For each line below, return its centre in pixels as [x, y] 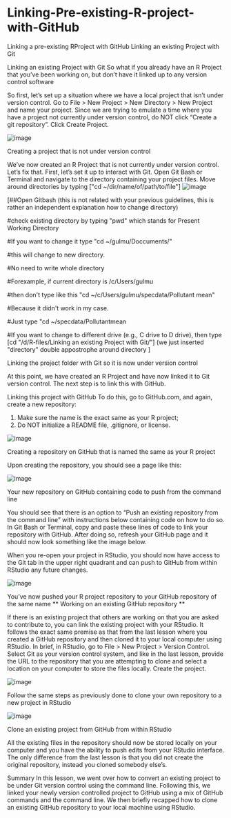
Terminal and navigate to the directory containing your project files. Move [111, 179]
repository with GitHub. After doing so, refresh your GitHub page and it [108, 534]
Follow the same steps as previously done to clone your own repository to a [114, 695]
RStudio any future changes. [48, 570]
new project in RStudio [39, 702]
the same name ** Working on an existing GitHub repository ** [96, 603]
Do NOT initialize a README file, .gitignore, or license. [94, 425]
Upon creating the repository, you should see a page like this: [94, 465]
